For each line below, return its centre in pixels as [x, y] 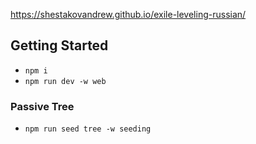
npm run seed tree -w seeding [88, 129]
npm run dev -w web [65, 81]
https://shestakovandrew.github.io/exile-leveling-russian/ [128, 14]
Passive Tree [42, 106]
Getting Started [59, 45]
